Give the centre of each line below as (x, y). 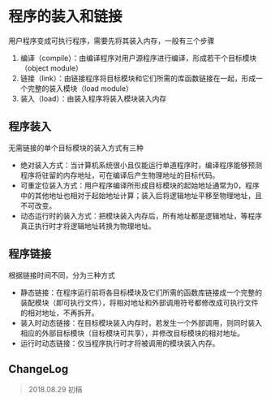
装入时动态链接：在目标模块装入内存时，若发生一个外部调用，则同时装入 (141, 322)
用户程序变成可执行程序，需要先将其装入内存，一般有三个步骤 (112, 41)
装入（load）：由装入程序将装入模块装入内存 (93, 98)
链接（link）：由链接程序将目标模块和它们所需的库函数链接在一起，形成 (138, 78)
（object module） (51, 68)
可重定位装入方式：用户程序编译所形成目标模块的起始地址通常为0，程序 (140, 185)
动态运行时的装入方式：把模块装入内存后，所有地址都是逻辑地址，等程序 (141, 215)
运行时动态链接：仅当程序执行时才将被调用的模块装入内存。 (120, 343)
